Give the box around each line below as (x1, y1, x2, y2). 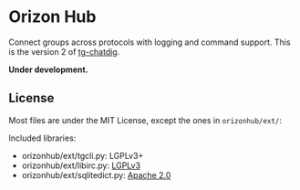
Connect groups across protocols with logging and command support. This (8, 37, 291, 47)
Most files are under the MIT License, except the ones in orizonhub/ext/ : (8, 114, 282, 125)
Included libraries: (8, 132, 77, 143)
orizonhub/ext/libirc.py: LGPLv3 (21, 160, 141, 171)
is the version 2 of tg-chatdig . (8, 46, 120, 57)
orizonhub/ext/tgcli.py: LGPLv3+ (21, 150, 144, 161)
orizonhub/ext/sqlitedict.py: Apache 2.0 (21, 169, 171, 180)
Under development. (8, 64, 88, 75)
